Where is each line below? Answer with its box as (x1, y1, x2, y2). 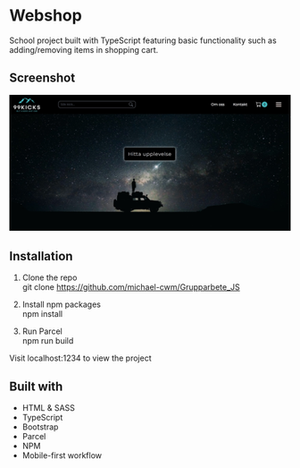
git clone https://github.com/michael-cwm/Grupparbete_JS (21, 282, 241, 293)
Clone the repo (21, 272, 78, 283)
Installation (9, 248, 73, 264)
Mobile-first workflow (21, 450, 103, 461)
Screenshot (9, 71, 76, 86)
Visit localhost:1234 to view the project (9, 353, 152, 363)
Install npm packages (21, 299, 101, 310)
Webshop (9, 5, 82, 26)
